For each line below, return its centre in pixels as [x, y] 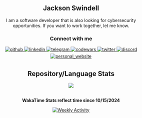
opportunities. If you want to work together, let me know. [71, 25]
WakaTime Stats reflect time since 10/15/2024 [71, 100]
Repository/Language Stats [71, 74]
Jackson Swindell [71, 8]
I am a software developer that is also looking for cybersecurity [71, 20]
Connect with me [71, 38]
